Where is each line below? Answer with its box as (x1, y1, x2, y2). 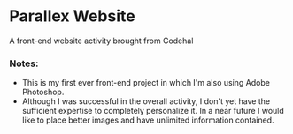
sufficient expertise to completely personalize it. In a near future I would (21, 106, 285, 116)
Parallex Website (9, 6, 135, 26)
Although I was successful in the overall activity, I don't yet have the (21, 96, 271, 107)
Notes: (9, 57, 39, 70)
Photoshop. (21, 86, 65, 98)
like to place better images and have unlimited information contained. (21, 115, 274, 125)
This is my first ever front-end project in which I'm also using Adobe (21, 78, 270, 88)
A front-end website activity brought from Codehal (9, 35, 194, 46)
